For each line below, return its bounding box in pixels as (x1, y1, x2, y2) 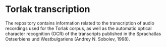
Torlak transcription (5, 3, 90, 15)
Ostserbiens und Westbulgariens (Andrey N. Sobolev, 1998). (5, 36, 130, 42)
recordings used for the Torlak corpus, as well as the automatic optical (5, 25, 152, 31)
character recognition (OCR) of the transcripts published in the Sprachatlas (5, 30, 161, 36)
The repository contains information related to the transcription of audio (5, 20, 155, 26)
